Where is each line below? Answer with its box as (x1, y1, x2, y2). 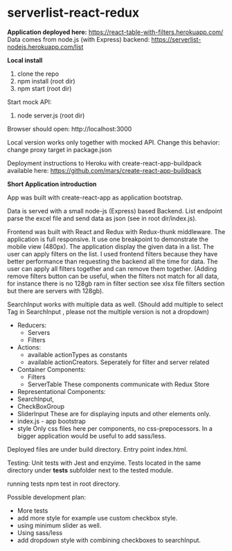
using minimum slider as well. (17, 521, 102, 529)
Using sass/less (17, 528, 63, 536)
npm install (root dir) (17, 76, 75, 85)
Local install (7, 56, 43, 64)
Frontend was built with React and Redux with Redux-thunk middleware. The (7, 227, 226, 236)
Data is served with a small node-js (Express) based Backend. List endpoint (7, 206, 223, 215)
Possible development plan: (7, 493, 87, 501)
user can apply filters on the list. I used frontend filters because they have (7, 249, 218, 258)
